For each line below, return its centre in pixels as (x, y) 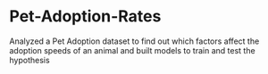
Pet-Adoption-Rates (85, 16)
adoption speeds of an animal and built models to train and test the (133, 50)
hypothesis (30, 60)
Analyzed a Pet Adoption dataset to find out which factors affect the (134, 41)
